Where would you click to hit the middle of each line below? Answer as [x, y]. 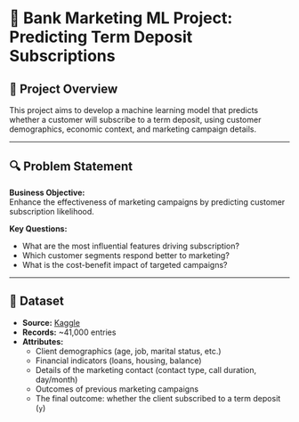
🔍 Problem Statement [71, 167]
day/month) [57, 379]
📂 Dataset [37, 301]
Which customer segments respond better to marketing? [125, 255]
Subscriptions [62, 56]
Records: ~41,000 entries [69, 332]
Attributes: [43, 341]
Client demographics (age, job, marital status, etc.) [128, 351]
